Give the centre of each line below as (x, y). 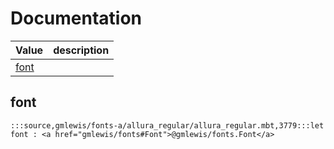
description (81, 50)
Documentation (76, 18)
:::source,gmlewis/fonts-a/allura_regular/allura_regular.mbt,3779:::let (167, 125)
